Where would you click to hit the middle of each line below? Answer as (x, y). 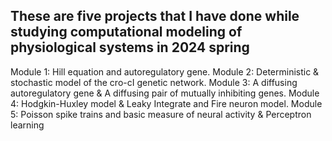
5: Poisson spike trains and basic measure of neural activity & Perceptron (161, 114)
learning (27, 125)
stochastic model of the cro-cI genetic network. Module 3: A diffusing (154, 82)
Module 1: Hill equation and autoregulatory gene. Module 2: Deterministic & (165, 71)
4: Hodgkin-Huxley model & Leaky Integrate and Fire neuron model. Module (166, 103)
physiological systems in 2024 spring (130, 47)
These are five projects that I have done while (155, 16)
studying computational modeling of (126, 32)
